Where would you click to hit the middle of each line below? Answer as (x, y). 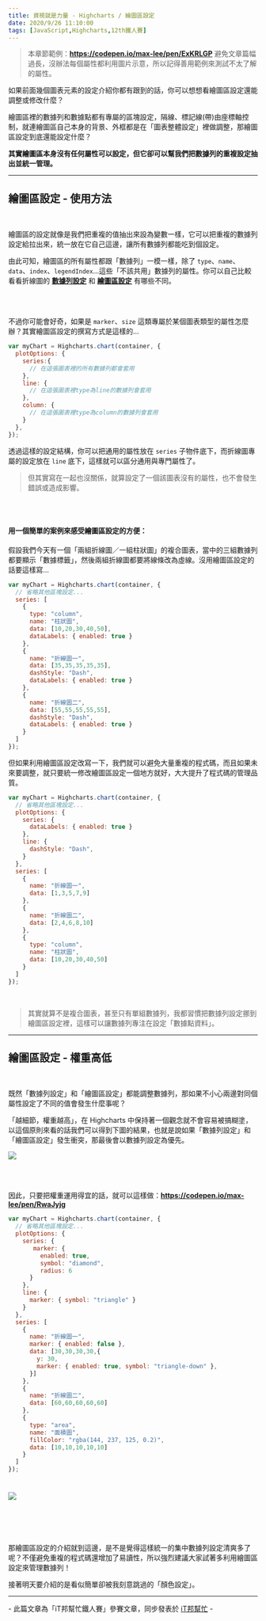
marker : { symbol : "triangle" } (82, 1300)
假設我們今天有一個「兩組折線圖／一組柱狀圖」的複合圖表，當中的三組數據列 (133, 550)
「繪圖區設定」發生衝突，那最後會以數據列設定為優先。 (98, 1140)
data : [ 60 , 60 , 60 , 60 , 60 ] (68, 1403)
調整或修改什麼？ (36, 101)
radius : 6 (56, 1271)
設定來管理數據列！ (40, 1568)
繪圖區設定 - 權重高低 (60, 1058)
